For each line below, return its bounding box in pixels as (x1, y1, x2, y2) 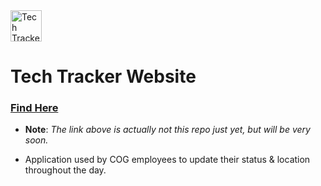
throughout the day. (24, 164, 107, 176)
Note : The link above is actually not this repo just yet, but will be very (24, 124, 311, 136)
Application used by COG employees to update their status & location (24, 154, 311, 166)
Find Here (10, 101, 59, 115)
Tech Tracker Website (10, 65, 197, 88)
